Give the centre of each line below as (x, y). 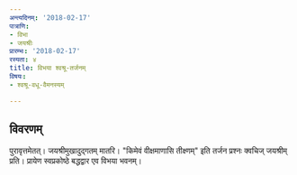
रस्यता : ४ (23, 60)
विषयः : (18, 77)
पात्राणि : (19, 26)
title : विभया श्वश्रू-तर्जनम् (48, 69)
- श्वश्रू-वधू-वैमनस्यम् (37, 85)
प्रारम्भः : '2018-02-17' (45, 51)
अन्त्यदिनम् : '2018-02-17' (50, 18)
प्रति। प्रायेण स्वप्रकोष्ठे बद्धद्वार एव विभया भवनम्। (76, 161)
